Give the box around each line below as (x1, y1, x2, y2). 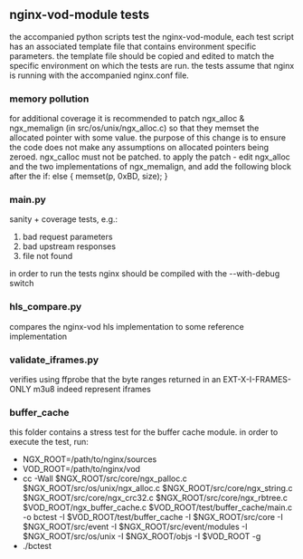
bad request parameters (22, 231, 113, 243)
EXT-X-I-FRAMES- (223, 374, 292, 384)
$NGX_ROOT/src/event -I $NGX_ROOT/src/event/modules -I (22, 521, 248, 533)
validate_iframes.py (9, 353, 99, 366)
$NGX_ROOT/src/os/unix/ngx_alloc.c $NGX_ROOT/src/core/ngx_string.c (22, 483, 293, 494)
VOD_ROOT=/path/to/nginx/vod (22, 464, 141, 475)
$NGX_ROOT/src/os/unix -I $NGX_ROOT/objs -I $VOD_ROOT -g (22, 531, 261, 542)
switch (9, 278, 34, 289)
